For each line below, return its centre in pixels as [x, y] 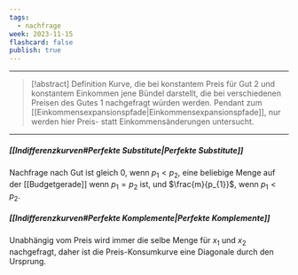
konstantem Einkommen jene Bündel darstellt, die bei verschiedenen [156, 93]
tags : [19, 17]
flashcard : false [41, 42]
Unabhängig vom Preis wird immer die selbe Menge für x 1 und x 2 [128, 242]
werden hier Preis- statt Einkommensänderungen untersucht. [142, 122]
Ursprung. [28, 262]
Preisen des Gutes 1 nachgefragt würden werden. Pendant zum [146, 103]
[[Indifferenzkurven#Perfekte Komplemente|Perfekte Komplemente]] [140, 218]
